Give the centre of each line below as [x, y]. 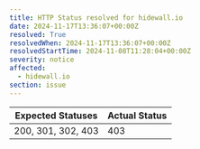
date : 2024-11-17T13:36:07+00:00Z [74, 26]
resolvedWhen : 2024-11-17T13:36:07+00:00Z [90, 43]
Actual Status [137, 116]
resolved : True [38, 34]
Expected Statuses [56, 116]
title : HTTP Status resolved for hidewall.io [96, 18]
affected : [28, 69]
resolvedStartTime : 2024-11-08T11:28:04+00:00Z [100, 51]
